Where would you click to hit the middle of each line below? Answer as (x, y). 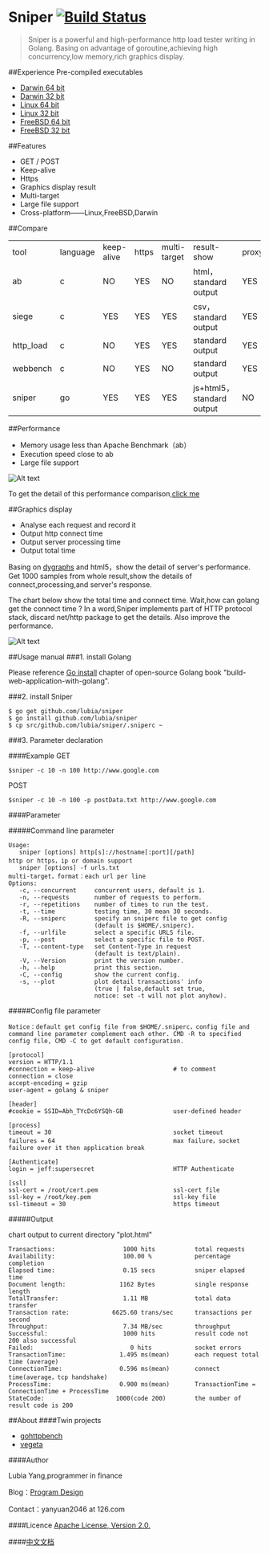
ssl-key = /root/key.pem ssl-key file (112, 1197)
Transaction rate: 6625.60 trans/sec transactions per (130, 1312)
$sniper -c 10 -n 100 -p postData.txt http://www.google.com (112, 800)
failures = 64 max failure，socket (124, 1140)
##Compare (28, 228)
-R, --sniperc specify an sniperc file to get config (123, 918)
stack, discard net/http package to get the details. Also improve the (119, 617)
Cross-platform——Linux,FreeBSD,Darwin (89, 212)
